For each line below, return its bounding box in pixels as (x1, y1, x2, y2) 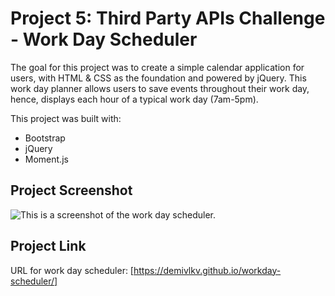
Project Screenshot (10, 182, 133, 199)
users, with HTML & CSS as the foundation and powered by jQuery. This (10, 72, 307, 84)
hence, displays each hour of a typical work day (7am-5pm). (10, 93, 259, 105)
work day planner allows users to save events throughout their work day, (10, 82, 310, 94)
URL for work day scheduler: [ (10, 264, 134, 276)
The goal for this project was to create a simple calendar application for (10, 61, 305, 73)
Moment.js (24, 153, 69, 165)
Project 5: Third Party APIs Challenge (10, 7, 326, 30)
